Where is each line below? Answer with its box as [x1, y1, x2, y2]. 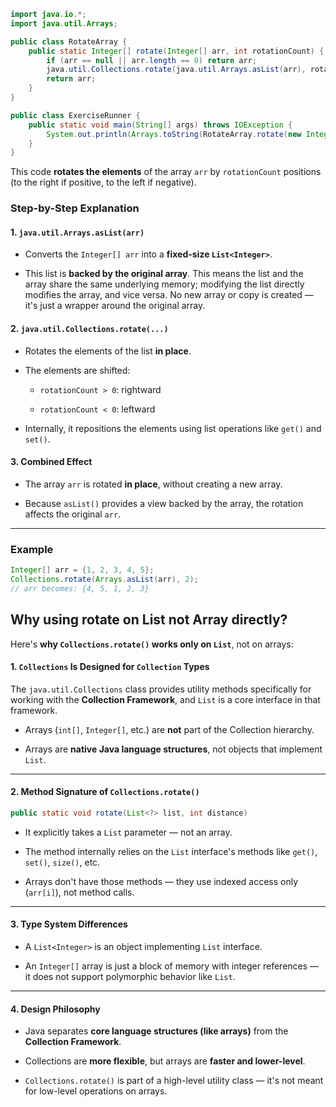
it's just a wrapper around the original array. [24, 300, 206, 312]
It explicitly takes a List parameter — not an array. [24, 826, 233, 838]
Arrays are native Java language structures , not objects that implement [24, 743, 323, 755]
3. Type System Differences [10, 918, 128, 930]
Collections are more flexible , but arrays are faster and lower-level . [24, 1055, 306, 1067]
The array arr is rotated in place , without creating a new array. [24, 478, 283, 490]
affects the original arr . [24, 508, 122, 520]
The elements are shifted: [24, 364, 131, 376]
